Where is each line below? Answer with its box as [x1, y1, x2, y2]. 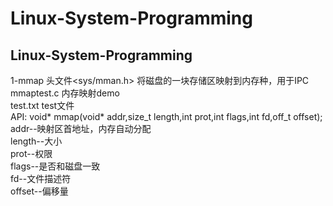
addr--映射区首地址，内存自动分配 [10, 123, 152, 134]
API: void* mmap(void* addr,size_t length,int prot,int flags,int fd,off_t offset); [10, 111, 323, 122]
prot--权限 [10, 148, 53, 159]
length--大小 [10, 135, 63, 147]
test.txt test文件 [10, 100, 75, 111]
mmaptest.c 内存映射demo [10, 87, 120, 99]
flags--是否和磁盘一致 [10, 160, 101, 172]
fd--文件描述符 [10, 173, 72, 184]
